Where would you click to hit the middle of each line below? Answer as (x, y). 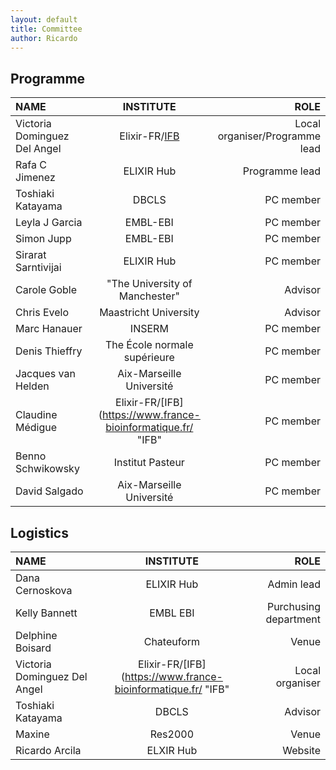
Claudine (36, 415)
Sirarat (31, 255)
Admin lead (294, 584)
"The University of (149, 284)
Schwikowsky (47, 469)
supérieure (149, 358)
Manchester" (149, 296)
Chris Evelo (42, 313)
